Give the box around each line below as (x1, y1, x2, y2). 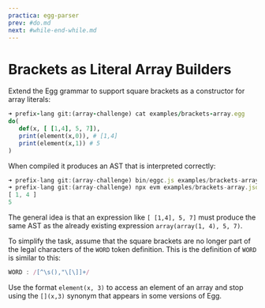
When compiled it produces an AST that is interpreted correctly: (8, 161, 216, 171)
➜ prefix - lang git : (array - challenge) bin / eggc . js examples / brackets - (8, 176, 242, 184)
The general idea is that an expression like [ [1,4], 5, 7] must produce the (8, 212, 256, 222)
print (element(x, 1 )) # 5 (18, 139, 101, 147)
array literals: (8, 95, 51, 104)
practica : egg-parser (8, 11, 80, 20)
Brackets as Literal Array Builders (8, 60, 232, 78)
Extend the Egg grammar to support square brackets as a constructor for (8, 86, 245, 96)
